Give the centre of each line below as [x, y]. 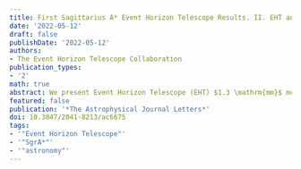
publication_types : [46, 68]
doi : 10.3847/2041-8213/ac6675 [68, 117]
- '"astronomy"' [39, 150]
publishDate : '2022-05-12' [60, 42]
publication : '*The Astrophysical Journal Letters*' [110, 109]
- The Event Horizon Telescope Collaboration [95, 59]
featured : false [39, 101]
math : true [30, 84]
